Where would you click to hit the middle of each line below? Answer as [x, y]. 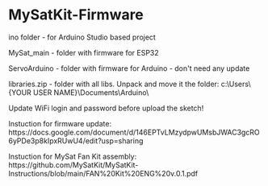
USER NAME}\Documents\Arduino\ [91, 92]
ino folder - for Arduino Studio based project [82, 37]
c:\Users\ [236, 84]
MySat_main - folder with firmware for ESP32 [84, 52]
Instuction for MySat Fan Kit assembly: [73, 156]
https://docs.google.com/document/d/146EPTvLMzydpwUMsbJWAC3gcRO [134, 132]
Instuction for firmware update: [60, 123]
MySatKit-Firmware [76, 15]
